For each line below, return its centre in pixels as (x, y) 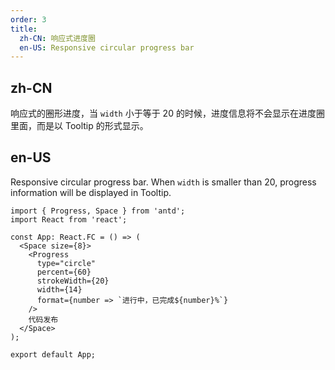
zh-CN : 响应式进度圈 (57, 38)
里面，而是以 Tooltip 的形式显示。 (79, 126)
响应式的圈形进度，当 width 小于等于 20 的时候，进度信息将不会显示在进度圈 (167, 113)
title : (24, 29)
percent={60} (64, 272)
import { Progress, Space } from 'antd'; (98, 211)
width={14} (59, 289)
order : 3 (28, 19)
